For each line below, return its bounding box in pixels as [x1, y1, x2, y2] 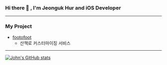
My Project [5, 23, 32, 30]
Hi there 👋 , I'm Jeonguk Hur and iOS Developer [5, 4, 121, 11]
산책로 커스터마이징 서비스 [19, 40, 71, 46]
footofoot [12, 34, 32, 40]
